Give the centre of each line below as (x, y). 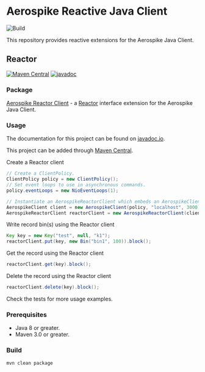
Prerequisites (27, 315)
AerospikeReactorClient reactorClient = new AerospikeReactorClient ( (97, 213)
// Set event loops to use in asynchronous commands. (76, 185)
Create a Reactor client (35, 162)
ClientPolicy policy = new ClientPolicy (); (63, 179)
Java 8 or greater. (38, 328)
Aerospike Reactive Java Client (87, 11)
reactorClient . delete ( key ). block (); (53, 287)
